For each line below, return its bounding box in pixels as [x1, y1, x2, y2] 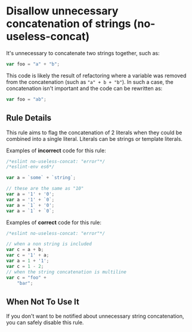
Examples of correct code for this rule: [6, 219, 101, 226]
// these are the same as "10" [6, 186, 84, 192]
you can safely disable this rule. [6, 319, 84, 326]
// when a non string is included [6, 241, 92, 247]
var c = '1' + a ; [6, 252, 49, 258]
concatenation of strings [6, 17, 131, 31]
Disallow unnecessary [6, 4, 119, 18]
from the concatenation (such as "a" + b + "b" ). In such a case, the [6, 78, 174, 85]
